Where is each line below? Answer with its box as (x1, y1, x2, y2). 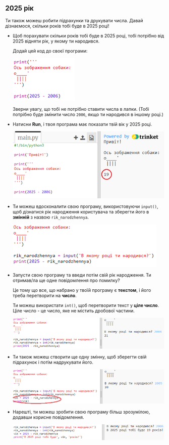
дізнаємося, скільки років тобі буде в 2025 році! (5, 23, 109, 29)
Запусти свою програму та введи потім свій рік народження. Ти (12, 272, 151, 278)
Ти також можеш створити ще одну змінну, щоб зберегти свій (12, 354, 147, 360)
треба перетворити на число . (12, 292, 77, 298)
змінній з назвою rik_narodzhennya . (12, 214, 89, 220)
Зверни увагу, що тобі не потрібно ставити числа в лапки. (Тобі (12, 106, 150, 112)
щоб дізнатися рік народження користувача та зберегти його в (12, 208, 149, 214)
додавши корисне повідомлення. (12, 414, 84, 420)
